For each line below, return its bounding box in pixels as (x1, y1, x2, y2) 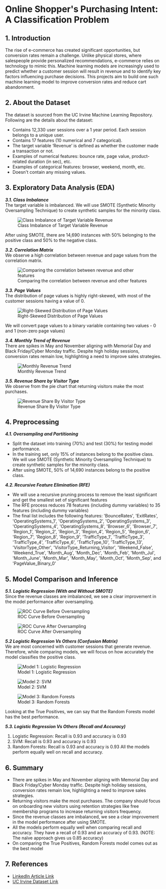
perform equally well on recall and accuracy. (12, 749, 103, 755)
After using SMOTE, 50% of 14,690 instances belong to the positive (12, 467, 150, 473)
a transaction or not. (12, 148, 54, 154)
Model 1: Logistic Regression (17, 669, 76, 675)
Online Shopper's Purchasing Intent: (5, 3, 159, 15)
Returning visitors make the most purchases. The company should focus (12, 798, 161, 804)
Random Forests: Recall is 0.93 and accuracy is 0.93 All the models (12, 744, 150, 750)
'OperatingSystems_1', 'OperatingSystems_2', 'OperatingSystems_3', (12, 518, 152, 524)
